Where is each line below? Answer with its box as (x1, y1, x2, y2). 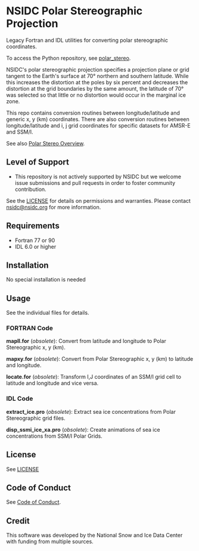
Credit (6, 516, 30, 526)
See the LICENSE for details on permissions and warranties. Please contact (6, 197, 191, 204)
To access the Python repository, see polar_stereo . (6, 54, 131, 61)
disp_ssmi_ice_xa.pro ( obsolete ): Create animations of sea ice (6, 426, 160, 433)
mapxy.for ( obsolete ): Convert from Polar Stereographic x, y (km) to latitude (6, 355, 194, 363)
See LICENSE (6, 465, 39, 472)
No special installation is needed (6, 276, 86, 283)
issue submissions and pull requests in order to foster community (14, 179, 176, 186)
